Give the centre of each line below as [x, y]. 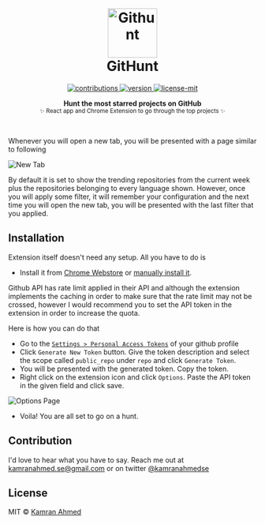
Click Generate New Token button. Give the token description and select [134, 352]
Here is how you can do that [54, 328]
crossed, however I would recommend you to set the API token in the [120, 305]
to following [27, 149]
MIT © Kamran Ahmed [45, 512]
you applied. [28, 213]
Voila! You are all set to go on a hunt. [79, 416]
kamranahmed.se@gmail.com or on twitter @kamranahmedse [109, 468]
